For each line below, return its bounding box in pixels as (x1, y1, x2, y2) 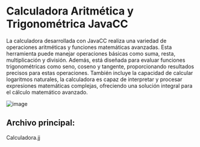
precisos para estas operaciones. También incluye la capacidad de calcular (6, 69, 193, 76)
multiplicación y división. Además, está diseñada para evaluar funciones (6, 56, 186, 64)
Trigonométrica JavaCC (6, 17, 128, 31)
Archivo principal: (6, 118, 75, 128)
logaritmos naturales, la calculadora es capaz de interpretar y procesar (6, 76, 183, 83)
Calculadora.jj (6, 134, 40, 141)
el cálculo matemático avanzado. (6, 88, 89, 96)
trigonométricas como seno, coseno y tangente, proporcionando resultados (6, 62, 195, 70)
